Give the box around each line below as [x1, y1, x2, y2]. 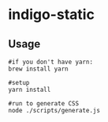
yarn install [8, 86, 51, 93]
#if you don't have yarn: [8, 58, 93, 66]
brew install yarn [8, 65, 69, 73]
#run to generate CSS [8, 100, 80, 108]
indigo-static [8, 6, 95, 24]
